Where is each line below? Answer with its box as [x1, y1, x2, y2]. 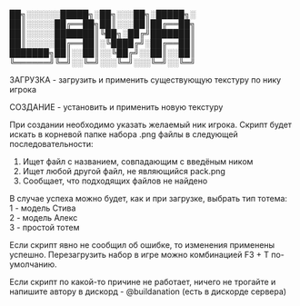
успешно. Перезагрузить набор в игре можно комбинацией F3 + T [9, 250, 270, 260]
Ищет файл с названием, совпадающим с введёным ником [22, 156, 254, 167]
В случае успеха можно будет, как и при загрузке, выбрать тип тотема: [9, 193, 288, 203]
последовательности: [9, 139, 94, 149]
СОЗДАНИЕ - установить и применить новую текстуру [9, 102, 224, 113]
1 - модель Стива [9, 202, 76, 213]
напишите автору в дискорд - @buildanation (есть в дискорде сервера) [9, 286, 287, 297]
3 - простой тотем [9, 222, 80, 232]
